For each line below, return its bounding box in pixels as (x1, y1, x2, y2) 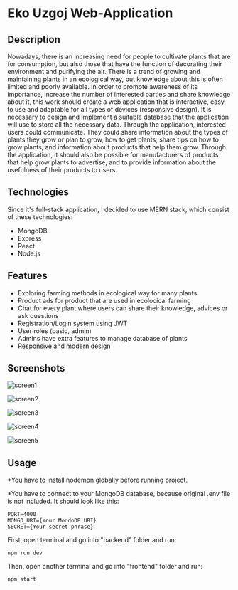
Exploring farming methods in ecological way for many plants (17, 288, 198, 297)
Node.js (17, 249, 41, 258)
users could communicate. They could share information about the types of (7, 128, 229, 136)
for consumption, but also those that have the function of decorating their (7, 60, 222, 68)
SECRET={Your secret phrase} (7, 523, 94, 531)
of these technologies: (7, 212, 73, 221)
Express (17, 233, 42, 243)
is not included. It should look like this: (7, 497, 119, 506)
